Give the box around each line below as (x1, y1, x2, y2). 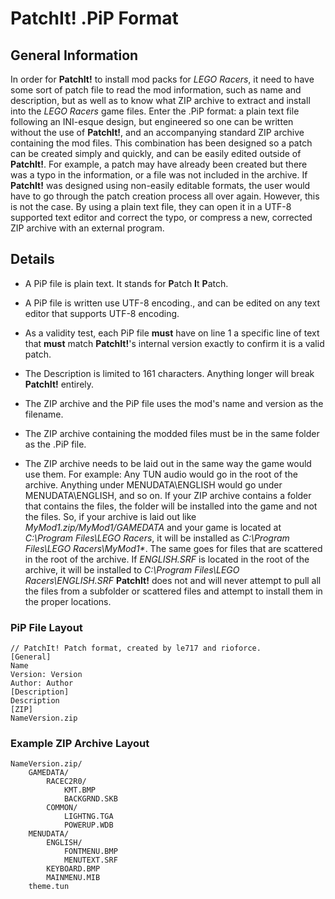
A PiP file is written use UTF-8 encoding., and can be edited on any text (24, 297, 321, 309)
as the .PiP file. (24, 438, 87, 450)
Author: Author (10, 678, 74, 689)
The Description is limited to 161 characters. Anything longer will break (24, 367, 315, 379)
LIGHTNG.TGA (63, 812, 114, 822)
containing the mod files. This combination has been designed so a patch (10, 137, 313, 149)
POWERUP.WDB (63, 820, 114, 831)
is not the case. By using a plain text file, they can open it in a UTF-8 (10, 201, 292, 212)
